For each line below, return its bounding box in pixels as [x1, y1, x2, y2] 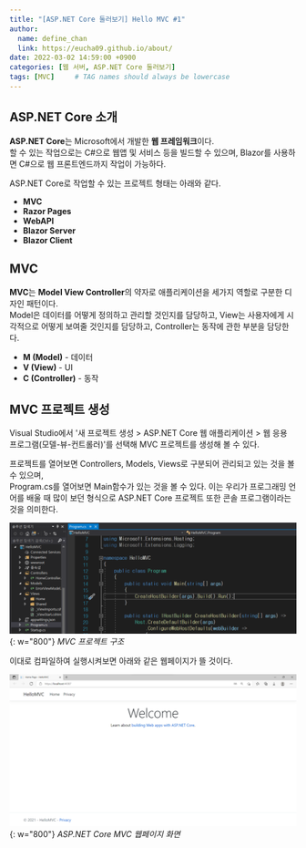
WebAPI [22, 215, 55, 226]
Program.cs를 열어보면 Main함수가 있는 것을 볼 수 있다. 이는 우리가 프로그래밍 [9, 481, 287, 492]
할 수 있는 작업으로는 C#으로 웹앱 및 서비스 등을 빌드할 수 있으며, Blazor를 [9, 147, 271, 158]
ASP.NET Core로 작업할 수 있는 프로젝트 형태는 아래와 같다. [9, 178, 221, 189]
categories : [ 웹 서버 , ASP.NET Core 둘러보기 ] [9, 63, 176, 72]
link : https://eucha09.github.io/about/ [17, 44, 173, 53]
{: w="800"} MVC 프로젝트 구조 [9, 636, 125, 647]
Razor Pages [22, 205, 72, 216]
